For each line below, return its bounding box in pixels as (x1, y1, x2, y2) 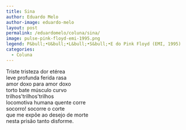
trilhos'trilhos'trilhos (6, 93, 54, 100)
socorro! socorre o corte (6, 105, 65, 112)
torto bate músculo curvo (6, 86, 67, 93)
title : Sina (6, 8, 35, 15)
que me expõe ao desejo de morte (6, 111, 89, 118)
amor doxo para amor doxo (6, 80, 71, 87)
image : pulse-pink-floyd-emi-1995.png (6, 36, 100, 41)
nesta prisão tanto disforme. (6, 117, 74, 124)
